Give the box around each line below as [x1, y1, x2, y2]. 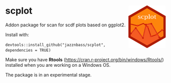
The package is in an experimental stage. [5, 71, 92, 78]
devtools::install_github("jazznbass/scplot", [5, 42, 106, 48]
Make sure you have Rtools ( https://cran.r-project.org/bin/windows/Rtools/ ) [5, 56, 164, 63]
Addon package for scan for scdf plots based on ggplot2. [5, 22, 126, 28]
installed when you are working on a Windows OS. [5, 62, 111, 68]
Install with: [5, 31, 30, 37]
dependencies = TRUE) [5, 48, 51, 53]
